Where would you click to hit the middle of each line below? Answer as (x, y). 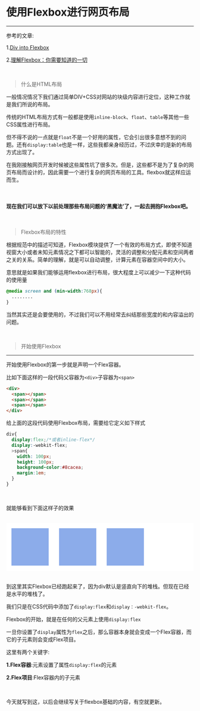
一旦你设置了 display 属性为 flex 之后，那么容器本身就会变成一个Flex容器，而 (99, 632)
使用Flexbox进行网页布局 (68, 12)
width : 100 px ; (34, 456)
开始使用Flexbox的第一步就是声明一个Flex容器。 (65, 364)
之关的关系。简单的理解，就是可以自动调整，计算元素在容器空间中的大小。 (97, 260)
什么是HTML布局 (41, 84)
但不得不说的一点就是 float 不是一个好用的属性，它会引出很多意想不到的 (94, 137)
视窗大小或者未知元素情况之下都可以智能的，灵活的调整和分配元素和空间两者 (100, 252)
